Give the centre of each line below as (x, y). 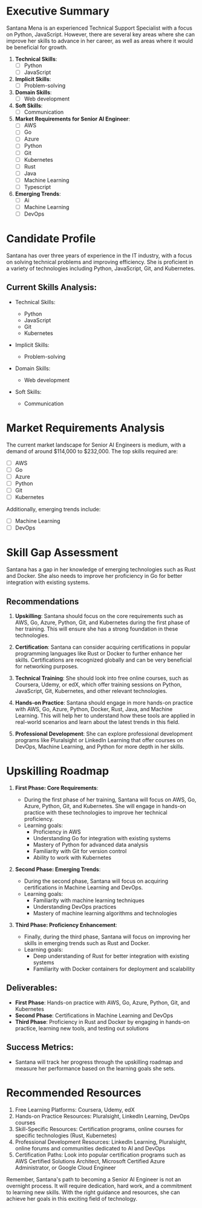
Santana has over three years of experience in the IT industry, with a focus (99, 255)
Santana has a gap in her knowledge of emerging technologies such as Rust (101, 569)
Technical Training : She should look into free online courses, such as (102, 678)
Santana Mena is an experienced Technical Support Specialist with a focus (99, 28)
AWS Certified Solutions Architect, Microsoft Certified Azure (90, 1161)
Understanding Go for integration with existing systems (102, 838)
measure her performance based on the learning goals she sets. (95, 1068)
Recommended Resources (74, 1093)
